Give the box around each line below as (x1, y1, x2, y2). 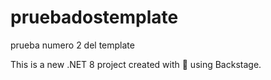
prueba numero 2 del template (10, 39, 135, 51)
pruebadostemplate (10, 6, 179, 29)
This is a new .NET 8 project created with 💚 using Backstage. (10, 58, 262, 70)
